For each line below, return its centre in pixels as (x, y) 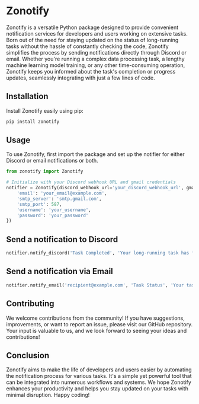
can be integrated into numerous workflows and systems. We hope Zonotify (99, 382)
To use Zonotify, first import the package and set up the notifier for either (95, 154)
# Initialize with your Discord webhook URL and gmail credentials (91, 182)
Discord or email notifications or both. (52, 161)
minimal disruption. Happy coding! (48, 395)
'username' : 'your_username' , (54, 210)
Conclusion (28, 355)
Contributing (30, 304)
